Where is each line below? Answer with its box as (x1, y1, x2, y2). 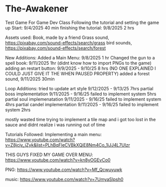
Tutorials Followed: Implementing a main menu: (5, 131, 102, 137)
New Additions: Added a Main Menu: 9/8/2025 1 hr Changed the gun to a (5, 54, 156, 60)
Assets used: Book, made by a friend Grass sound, (5, 34, 110, 40)
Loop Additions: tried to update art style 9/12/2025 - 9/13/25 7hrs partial (5, 85, 154, 91)
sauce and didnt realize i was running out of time (5, 122, 106, 128)
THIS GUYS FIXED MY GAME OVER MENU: (5, 152, 93, 158)
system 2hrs (5, 107, 31, 113)
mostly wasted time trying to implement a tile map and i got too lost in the (5, 116, 156, 122)
